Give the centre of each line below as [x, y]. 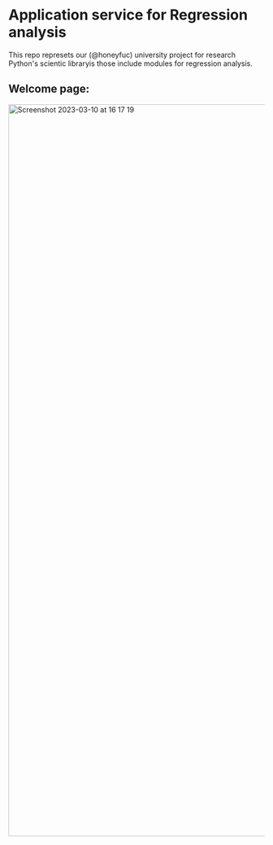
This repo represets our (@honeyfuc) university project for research [122, 54]
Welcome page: [49, 89]
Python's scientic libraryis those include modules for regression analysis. [131, 63]
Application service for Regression [128, 15]
